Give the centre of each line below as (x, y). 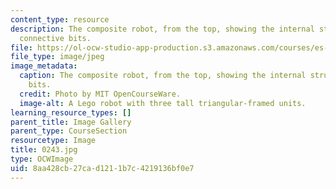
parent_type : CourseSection (69, 131)
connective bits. (55, 38)
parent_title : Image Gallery (71, 122)
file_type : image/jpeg (57, 57)
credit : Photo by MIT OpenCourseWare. (100, 94)
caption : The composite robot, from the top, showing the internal (163, 76)
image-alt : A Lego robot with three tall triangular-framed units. (163, 103)
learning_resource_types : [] (71, 112)
